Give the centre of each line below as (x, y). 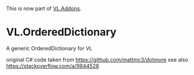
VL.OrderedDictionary (62, 32)
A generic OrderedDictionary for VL (49, 48)
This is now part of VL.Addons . (44, 8)
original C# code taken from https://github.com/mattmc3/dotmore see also (97, 59)
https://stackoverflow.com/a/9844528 (53, 66)
